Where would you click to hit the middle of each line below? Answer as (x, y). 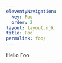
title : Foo (19, 33)
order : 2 (22, 22)
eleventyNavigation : (32, 11)
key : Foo (22, 17)
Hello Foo (18, 55)
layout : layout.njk (30, 28)
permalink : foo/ (26, 38)
